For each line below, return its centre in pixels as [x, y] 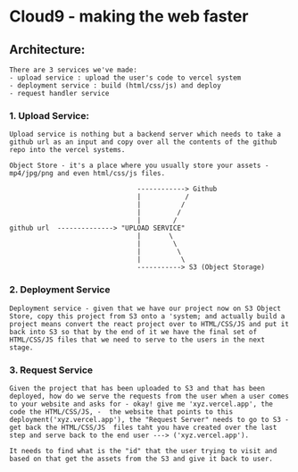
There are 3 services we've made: [74, 70]
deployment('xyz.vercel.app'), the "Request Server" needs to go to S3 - [149, 419]
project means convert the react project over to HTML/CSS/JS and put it [149, 324]
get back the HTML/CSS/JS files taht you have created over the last [143, 427]
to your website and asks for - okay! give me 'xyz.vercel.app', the [141, 404]
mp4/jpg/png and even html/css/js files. [87, 173]
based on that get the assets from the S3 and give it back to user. [141, 459]
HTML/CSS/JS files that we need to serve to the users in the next [137, 340]
